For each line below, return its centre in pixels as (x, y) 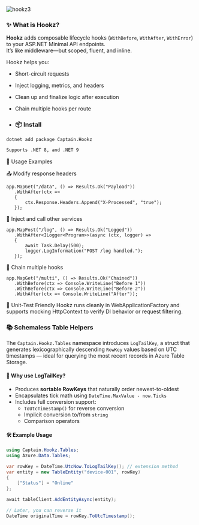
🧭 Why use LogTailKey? (36, 376)
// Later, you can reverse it (44, 511)
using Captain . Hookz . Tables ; (43, 450)
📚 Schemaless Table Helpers (50, 328)
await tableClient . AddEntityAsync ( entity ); (61, 500)
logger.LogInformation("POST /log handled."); (84, 251)
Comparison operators (52, 421)
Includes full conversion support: (55, 401)
